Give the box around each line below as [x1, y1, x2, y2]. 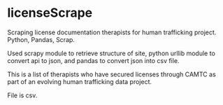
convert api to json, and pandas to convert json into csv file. [7, 56, 180, 64]
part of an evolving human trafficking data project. [7, 77, 152, 85]
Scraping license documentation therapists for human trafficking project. [7, 28, 217, 36]
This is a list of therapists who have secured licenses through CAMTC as [7, 70, 217, 78]
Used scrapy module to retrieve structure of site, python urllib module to [7, 49, 215, 57]
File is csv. [7, 91, 38, 99]
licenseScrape [7, 5, 93, 21]
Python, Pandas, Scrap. [7, 35, 75, 43]
